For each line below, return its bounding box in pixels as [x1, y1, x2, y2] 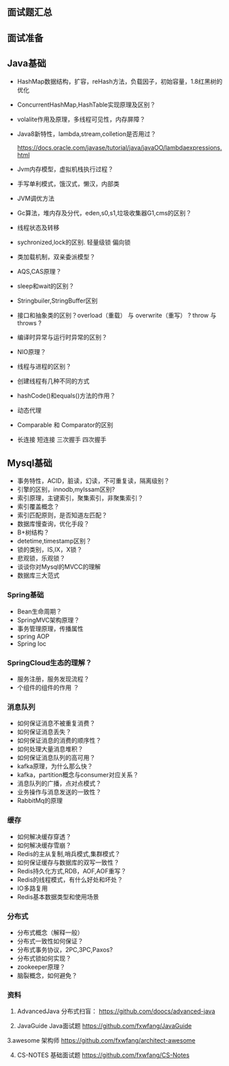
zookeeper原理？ [16, 962, 66, 971]
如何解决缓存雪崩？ [16, 841, 72, 849]
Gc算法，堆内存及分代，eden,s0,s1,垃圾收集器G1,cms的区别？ [16, 208, 192, 217]
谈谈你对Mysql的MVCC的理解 [16, 563, 101, 571]
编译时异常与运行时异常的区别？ [16, 333, 108, 341]
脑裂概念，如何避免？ [16, 971, 77, 979]
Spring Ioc [16, 639, 47, 648]
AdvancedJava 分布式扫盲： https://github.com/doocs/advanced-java [16, 1007, 216, 1016]
